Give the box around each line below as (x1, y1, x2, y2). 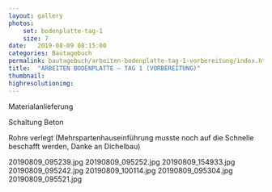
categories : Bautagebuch (8, 49, 92, 57)
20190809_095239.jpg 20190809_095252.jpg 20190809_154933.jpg (8, 157, 236, 166)
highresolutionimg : (8, 79, 74, 87)
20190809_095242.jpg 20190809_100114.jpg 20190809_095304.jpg (8, 165, 233, 175)
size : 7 (23, 34, 49, 43)
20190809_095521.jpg (8, 174, 83, 184)
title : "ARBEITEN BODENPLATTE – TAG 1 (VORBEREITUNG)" (8, 65, 201, 73)
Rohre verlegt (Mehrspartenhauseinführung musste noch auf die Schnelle (8, 132, 254, 142)
